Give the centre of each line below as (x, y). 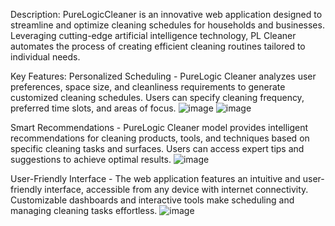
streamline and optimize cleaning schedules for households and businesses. (167, 25)
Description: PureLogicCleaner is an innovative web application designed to (166, 14)
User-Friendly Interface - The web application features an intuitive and (155, 178)
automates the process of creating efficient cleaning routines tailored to (158, 46)
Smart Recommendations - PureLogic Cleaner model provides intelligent (159, 127)
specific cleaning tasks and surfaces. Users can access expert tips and (157, 148)
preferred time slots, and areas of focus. (93, 108)
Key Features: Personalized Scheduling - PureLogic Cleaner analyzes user (163, 76)
